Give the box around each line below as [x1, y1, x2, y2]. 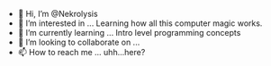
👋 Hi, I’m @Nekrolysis [17, 9, 98, 19]
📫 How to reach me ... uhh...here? [17, 47, 146, 57]
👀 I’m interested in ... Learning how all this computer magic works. [17, 18, 263, 29]
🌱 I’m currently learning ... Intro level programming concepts [17, 28, 241, 37]
